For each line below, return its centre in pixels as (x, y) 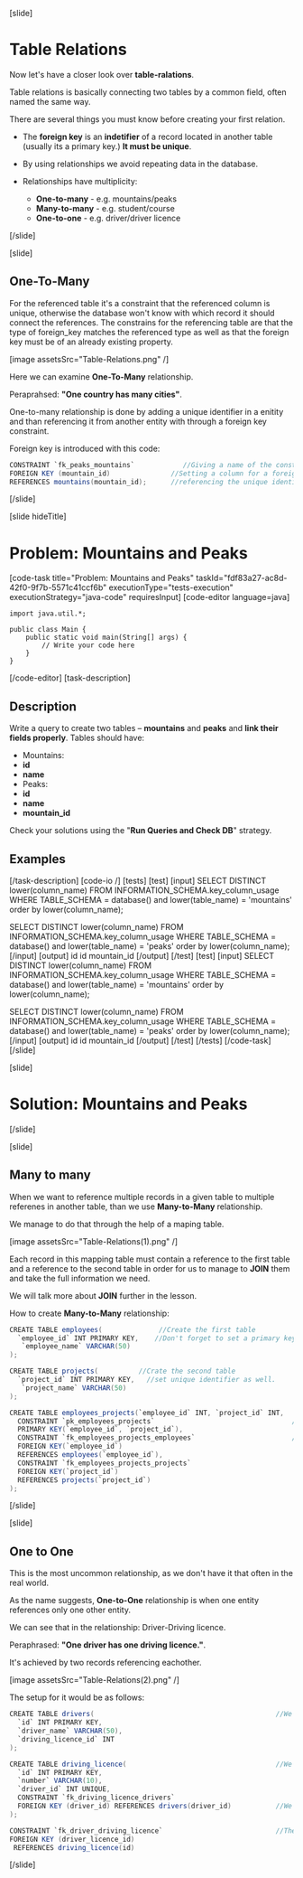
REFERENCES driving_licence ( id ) (74, 1847)
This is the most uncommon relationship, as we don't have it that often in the (151, 1573)
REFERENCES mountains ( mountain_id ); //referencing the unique (139, 482)
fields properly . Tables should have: (77, 738)
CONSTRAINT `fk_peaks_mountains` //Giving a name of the (141, 465)
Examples (37, 859)
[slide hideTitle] (38, 516)
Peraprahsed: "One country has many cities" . (96, 394)
